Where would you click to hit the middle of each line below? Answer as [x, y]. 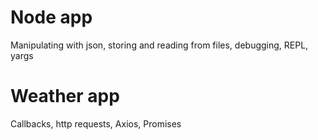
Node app [51, 17]
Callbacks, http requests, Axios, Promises [96, 123]
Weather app [65, 96]
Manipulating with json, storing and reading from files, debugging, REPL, [159, 45]
